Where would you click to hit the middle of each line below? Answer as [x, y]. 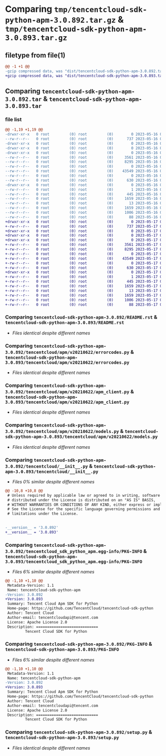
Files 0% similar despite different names [53, 481]
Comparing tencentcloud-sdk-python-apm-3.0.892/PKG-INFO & [79, 644]
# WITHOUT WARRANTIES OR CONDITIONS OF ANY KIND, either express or [79, 505]
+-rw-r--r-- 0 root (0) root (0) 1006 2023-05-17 [82, 300]
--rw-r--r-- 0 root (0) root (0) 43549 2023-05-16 [82, 171]
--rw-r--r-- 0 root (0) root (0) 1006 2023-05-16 [82, 213]
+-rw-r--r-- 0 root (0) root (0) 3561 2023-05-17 [82, 245]
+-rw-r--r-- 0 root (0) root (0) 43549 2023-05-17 [82, 258]
